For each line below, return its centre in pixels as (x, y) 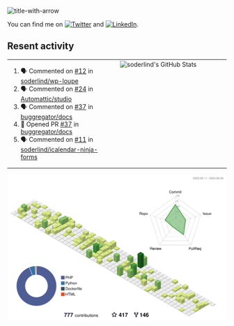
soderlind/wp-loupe (49, 81)
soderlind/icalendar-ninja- (59, 149)
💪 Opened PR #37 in (50, 124)
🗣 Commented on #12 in (57, 71)
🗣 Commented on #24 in (57, 89)
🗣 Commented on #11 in (57, 139)
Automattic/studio (46, 98)
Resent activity (41, 46)
